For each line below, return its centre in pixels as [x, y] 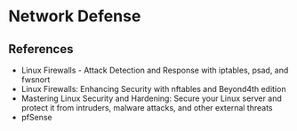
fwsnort [36, 80]
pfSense [36, 117]
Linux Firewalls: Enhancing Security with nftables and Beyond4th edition [153, 89]
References [41, 49]
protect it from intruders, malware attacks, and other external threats [147, 108]
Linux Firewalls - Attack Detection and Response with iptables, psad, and [155, 70]
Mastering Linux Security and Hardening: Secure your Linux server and [151, 98]
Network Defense [75, 16]
